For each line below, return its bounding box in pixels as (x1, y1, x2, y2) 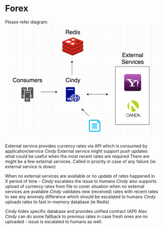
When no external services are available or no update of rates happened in (5, 173, 155, 179)
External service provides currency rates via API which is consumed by (5, 143, 148, 149)
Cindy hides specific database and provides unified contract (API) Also (5, 209, 147, 214)
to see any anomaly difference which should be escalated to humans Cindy (5, 194, 156, 199)
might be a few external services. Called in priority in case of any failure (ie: (5, 159, 157, 164)
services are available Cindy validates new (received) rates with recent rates (5, 189, 158, 194)
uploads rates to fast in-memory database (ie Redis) (5, 199, 109, 205)
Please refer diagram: (5, 19, 49, 25)
